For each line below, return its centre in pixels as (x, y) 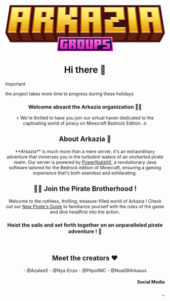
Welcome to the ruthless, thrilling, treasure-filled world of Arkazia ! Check (85, 201)
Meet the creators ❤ (85, 258)
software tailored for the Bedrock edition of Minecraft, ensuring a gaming (85, 167)
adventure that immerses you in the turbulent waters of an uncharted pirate (85, 157)
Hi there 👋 (85, 70)
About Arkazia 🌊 (85, 139)
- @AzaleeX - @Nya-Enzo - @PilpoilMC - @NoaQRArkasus (85, 270)
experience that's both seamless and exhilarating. (85, 173)
